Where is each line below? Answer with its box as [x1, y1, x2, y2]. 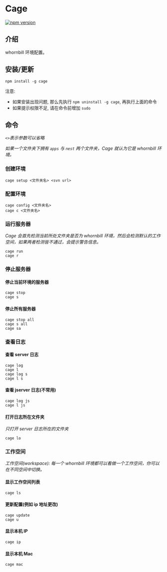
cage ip [5, 540, 21, 545]
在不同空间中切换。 [5, 467, 45, 473]
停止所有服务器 [5, 305, 36, 311]
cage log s [5, 372, 28, 377]
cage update [5, 513, 30, 518]
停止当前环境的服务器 [5, 279, 49, 285]
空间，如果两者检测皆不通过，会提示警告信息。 [5, 239, 101, 245]
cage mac [5, 562, 23, 567]
